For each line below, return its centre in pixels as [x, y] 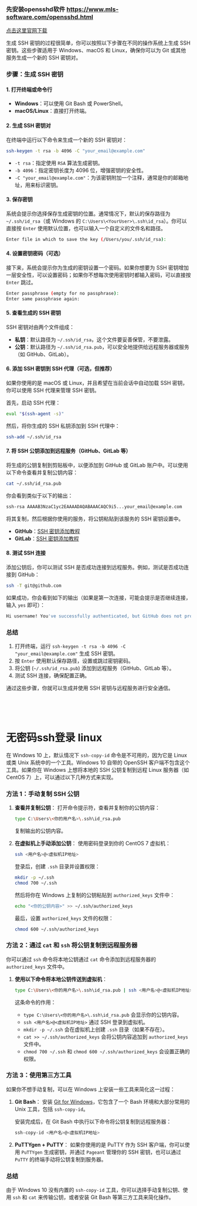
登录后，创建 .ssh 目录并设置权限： [57, 866]
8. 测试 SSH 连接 [26, 553]
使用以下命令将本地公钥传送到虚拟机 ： [61, 979]
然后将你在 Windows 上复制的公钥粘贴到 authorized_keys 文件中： [94, 895]
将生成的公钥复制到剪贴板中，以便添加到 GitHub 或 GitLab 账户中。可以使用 [97, 465]
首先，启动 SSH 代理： [33, 402]
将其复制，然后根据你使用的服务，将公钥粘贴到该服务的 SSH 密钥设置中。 [95, 519]
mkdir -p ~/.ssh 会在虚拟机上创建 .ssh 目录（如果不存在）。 [96, 1029]
